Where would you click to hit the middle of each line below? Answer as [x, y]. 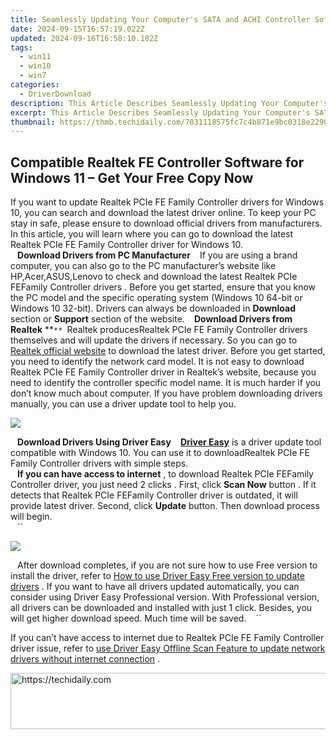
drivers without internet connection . [85, 659]
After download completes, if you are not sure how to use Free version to [167, 565]
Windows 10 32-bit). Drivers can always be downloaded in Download [153, 308]
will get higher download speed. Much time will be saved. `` [136, 618]
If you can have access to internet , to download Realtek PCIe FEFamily [165, 474]
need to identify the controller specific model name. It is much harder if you [166, 383]
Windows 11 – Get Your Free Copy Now [132, 177]
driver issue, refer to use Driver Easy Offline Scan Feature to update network [168, 648]
